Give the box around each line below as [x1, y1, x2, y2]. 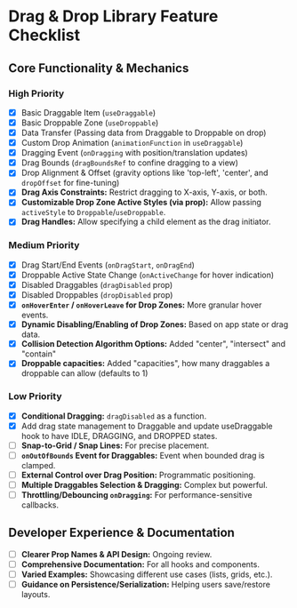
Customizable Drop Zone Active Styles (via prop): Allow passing [20, 197, 261, 208]
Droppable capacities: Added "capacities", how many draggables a [20, 358, 270, 369]
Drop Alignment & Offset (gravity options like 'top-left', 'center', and [20, 167, 269, 179]
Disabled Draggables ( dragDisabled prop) [20, 279, 173, 290]
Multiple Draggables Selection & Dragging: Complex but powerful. [20, 479, 269, 490]
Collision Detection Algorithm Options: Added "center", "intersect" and [20, 339, 286, 349]
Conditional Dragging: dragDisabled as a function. [20, 411, 207, 421]
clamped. [20, 460, 56, 470]
